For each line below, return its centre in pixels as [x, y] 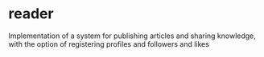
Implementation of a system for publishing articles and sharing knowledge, [132, 36]
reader [31, 14]
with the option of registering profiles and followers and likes [109, 44]
